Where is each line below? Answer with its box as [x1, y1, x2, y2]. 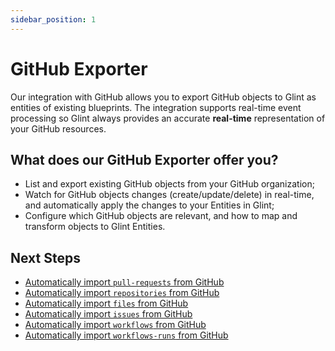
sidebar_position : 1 [10, 14, 97, 25]
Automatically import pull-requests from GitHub [24, 276, 225, 288]
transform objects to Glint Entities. [24, 221, 166, 233]
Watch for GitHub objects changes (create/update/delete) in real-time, [24, 189, 315, 201]
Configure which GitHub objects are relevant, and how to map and [24, 210, 298, 222]
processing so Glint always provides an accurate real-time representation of [10, 112, 326, 124]
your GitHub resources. [10, 122, 107, 135]
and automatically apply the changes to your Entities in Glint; [24, 199, 275, 211]
